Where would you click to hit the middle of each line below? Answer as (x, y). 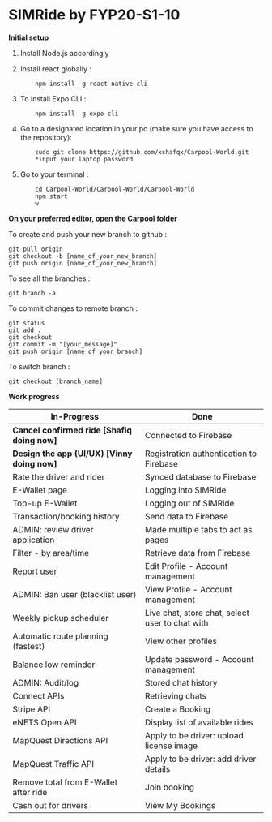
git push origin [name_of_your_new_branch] (83, 263)
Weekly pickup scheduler (61, 618)
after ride (30, 792)
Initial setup (29, 37)
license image (171, 746)
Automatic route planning (60, 636)
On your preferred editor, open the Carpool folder (93, 218)
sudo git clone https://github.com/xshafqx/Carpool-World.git (142, 152)
